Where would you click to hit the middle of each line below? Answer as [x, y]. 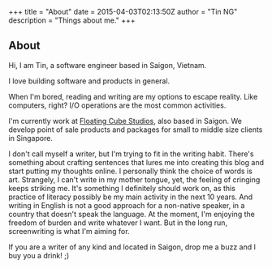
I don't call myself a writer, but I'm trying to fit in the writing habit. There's [131, 154]
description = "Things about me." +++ [72, 20]
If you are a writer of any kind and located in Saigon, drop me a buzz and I [132, 247]
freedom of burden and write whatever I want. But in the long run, [118, 223]
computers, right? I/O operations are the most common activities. [117, 105]
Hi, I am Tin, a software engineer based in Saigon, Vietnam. [108, 65]
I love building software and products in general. [89, 81]
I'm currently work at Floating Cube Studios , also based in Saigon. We [125, 121]
